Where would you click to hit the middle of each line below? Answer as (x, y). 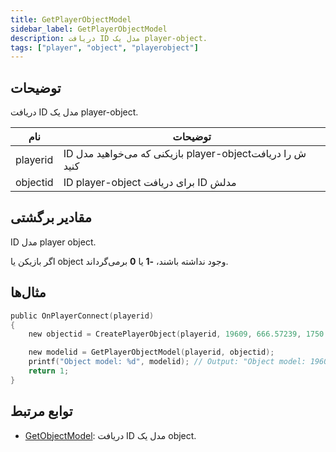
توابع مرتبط (41, 411)
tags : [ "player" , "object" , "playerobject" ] (104, 47)
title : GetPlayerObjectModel (71, 19)
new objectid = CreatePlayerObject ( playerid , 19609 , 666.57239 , (165, 334)
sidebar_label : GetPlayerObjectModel (89, 29)
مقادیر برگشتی (51, 217)
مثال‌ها (28, 292)
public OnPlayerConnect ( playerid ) (82, 316)
